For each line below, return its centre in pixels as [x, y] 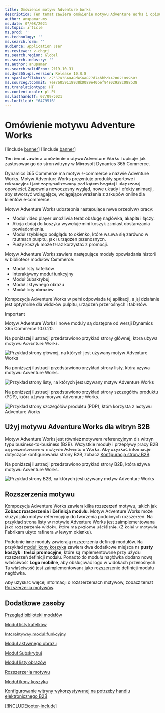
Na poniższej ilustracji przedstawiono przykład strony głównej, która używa [82, 338]
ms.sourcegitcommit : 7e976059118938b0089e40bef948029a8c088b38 [71, 82]
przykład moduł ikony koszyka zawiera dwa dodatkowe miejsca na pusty [79, 547]
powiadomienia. [28, 229]
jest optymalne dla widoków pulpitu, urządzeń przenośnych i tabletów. [76, 304]
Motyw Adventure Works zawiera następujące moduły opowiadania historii [81, 254]
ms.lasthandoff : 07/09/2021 [34, 96]
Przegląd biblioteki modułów [34, 615]
